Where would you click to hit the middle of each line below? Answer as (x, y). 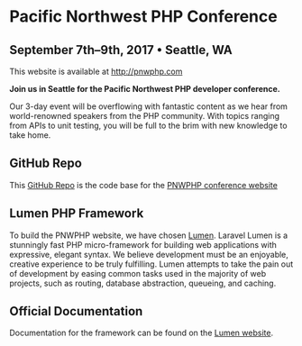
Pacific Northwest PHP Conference (143, 17)
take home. (30, 135)
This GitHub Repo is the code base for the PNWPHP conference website (143, 185)
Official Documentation (76, 311)
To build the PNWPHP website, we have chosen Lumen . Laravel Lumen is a (149, 235)
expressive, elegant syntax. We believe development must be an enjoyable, (149, 254)
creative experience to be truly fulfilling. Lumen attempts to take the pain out (151, 264)
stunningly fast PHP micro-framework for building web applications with (143, 244)
